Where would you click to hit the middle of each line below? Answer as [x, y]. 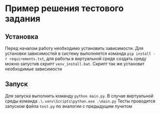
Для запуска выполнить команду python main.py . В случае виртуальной [79, 96]
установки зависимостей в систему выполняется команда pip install [78, 53]
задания [23, 19]
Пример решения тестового [65, 8]
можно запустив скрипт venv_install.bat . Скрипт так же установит [75, 64]
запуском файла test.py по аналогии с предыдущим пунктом [69, 106]
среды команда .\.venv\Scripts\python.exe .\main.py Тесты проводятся [80, 101]
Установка [22, 37]
